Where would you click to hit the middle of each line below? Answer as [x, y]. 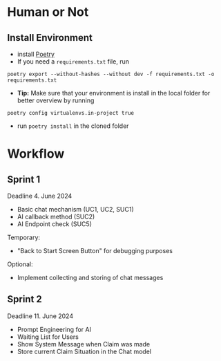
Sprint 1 [24, 179]
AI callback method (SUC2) [56, 216]
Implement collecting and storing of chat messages [90, 278]
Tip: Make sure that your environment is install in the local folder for [114, 93]
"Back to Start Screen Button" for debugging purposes [95, 251]
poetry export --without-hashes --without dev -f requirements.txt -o [111, 74]
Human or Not [48, 12]
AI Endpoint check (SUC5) [54, 224]
